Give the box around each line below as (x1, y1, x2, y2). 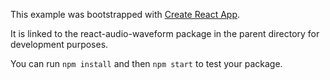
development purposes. (10, 39, 109, 50)
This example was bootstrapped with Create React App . (10, 9, 241, 20)
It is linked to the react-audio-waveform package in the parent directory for (10, 28, 320, 39)
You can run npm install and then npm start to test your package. (10, 58, 283, 69)
